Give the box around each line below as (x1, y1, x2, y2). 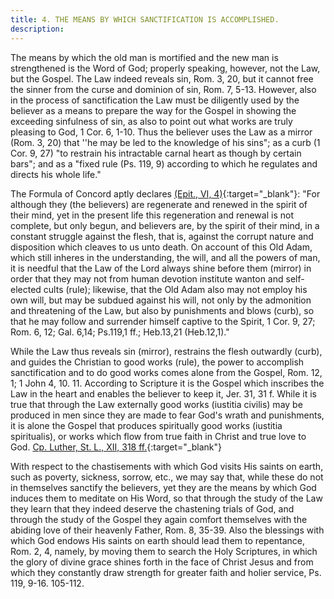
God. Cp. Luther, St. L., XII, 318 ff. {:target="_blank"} (10, 441, 223, 453)
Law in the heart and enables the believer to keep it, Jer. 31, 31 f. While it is (10, 387, 317, 400)
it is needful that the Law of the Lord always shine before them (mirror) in (10, 262, 312, 274)
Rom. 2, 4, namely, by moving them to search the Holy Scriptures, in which (10, 545, 318, 557)
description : (10, 24, 65, 34)
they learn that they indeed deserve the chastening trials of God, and (10, 502, 295, 515)
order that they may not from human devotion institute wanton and (10, 272, 284, 285)
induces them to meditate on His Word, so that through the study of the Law (10, 492, 323, 504)
